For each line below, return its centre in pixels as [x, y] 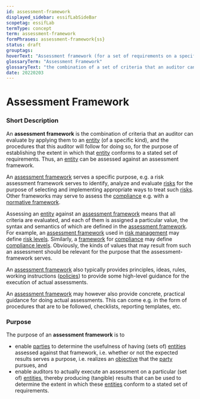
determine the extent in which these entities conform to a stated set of [101, 384]
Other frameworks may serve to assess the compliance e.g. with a [87, 196]
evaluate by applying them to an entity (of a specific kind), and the [87, 140]
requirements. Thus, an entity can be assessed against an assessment [93, 159]
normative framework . [33, 202]
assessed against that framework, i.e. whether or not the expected [96, 353]
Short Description [32, 121]
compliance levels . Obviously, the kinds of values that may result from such [99, 245]
